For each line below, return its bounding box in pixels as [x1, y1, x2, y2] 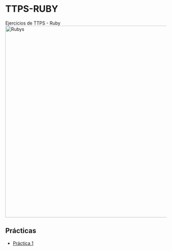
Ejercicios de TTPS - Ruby [5, 20, 60, 26]
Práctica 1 [12, 240, 34, 246]
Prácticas [5, 226, 37, 235]
